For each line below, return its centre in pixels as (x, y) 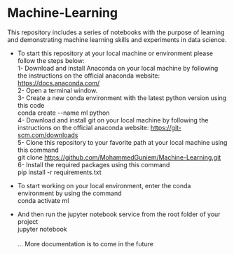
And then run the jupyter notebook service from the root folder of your (119, 214)
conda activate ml (43, 200)
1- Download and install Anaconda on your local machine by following (118, 68)
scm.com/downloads (48, 135)
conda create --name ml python (63, 113)
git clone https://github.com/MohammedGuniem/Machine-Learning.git (119, 157)
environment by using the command (69, 193)
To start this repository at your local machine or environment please (115, 53)
